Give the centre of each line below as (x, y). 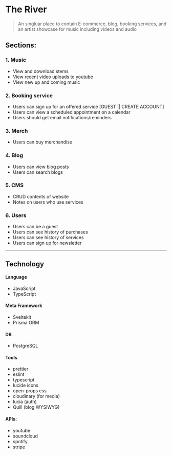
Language (16, 277)
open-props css (30, 391)
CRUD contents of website (41, 196)
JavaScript (24, 288)
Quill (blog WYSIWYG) (36, 407)
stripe (19, 447)
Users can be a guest (35, 227)
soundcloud (25, 436)
